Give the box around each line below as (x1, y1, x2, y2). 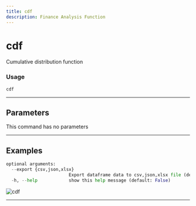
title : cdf (6, 8, 33, 15)
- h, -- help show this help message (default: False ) (11, 177, 171, 183)
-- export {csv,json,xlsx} (11, 167, 75, 173)
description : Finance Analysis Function (6, 14, 106, 20)
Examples (6, 145, 43, 155)
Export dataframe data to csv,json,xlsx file (68, 172, 181, 178)
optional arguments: (6, 161, 57, 167)
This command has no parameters (6, 123, 89, 130)
